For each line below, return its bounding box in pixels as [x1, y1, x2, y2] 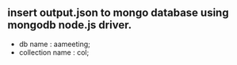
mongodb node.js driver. [7, 19, 132, 32]
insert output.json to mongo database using [7, 6, 229, 20]
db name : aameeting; [18, 39, 90, 49]
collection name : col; [18, 47, 90, 57]
